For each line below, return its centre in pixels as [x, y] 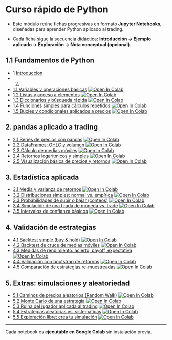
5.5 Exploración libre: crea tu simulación [55, 317]
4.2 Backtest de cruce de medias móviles [56, 245]
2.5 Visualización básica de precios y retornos [61, 161]
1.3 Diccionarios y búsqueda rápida [50, 100]
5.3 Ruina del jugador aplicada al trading [55, 306]
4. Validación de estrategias [51, 227]
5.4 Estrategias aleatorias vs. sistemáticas [57, 312]
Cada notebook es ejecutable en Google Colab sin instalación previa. [79, 332]
